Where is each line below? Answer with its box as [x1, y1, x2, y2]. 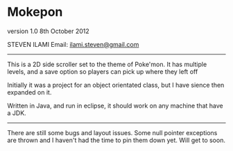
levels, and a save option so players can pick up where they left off [7, 67, 198, 76]
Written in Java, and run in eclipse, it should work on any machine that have [7, 101, 223, 110]
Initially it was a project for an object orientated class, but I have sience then [7, 81, 225, 89]
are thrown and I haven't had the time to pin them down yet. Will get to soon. [7, 136, 225, 144]
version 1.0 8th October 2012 [7, 27, 90, 35]
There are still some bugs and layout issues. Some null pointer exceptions [7, 128, 218, 137]
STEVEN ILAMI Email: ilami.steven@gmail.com [7, 40, 139, 48]
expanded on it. [7, 88, 52, 97]
